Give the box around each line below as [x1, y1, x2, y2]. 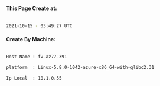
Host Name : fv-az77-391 [6, 54, 67, 60]
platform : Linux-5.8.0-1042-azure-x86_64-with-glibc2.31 [6, 65, 155, 71]
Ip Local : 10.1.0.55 [6, 75, 62, 81]
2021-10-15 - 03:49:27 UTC [6, 23, 73, 29]
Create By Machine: [6, 35, 56, 42]
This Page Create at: [6, 5, 57, 12]
